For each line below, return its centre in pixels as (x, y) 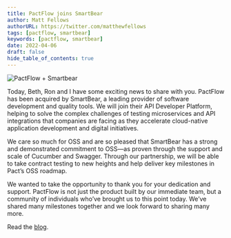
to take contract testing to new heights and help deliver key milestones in (111, 163)
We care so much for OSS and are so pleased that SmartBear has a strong (112, 141)
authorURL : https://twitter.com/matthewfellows (77, 26)
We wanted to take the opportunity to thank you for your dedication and (109, 184)
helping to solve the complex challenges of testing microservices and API (111, 113)
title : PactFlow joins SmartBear (55, 13)
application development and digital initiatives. (73, 128)
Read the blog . (28, 227)
